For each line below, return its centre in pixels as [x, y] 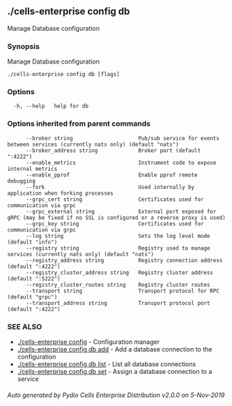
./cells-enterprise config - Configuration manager [88, 342]
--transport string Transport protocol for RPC [122, 291]
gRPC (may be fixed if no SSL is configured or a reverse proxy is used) [117, 218]
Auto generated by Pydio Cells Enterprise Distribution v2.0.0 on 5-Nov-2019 [116, 395]
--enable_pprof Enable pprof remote [111, 175]
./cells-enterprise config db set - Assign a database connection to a [115, 371]
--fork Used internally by [110, 187]
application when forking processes [60, 193]
